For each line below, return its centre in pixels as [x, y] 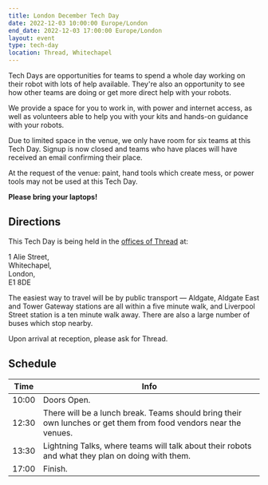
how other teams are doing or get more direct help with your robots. [120, 92]
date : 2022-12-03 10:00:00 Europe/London [78, 23]
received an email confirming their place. [75, 157]
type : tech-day [33, 46]
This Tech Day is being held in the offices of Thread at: [99, 241]
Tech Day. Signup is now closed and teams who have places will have [123, 149]
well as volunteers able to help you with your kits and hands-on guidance [128, 116]
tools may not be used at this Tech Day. [73, 181]
